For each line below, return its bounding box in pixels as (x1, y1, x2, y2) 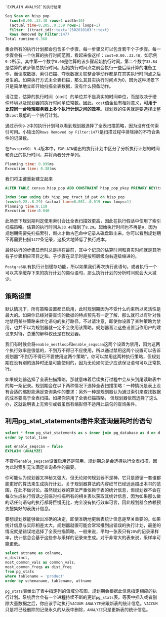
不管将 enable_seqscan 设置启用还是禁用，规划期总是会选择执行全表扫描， (5, 458, 153, 464)
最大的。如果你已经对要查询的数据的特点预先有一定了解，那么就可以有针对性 (5, 312, 161, 318)
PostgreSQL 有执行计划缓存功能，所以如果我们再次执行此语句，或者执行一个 (5, 264, 157, 269)
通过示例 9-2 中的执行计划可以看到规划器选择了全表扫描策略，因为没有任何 (5, 123, 155, 129)
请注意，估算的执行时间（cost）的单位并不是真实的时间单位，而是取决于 (5, 94, 153, 100)
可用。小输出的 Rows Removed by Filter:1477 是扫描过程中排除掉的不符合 (9, 129, 156, 135)
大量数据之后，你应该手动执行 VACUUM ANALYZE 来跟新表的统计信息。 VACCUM (9, 600, 158, 606)
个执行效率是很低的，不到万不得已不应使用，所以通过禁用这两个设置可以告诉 (5, 348, 161, 353)
